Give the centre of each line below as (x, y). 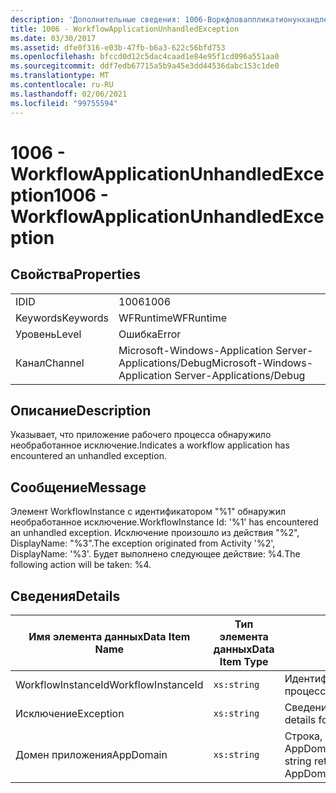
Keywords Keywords (62, 318)
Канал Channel (50, 363)
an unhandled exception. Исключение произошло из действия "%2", (155, 533)
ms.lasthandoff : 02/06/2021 (69, 94)
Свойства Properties (76, 274)
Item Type (244, 661)
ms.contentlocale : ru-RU (62, 85)
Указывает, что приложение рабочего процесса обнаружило (141, 435)
